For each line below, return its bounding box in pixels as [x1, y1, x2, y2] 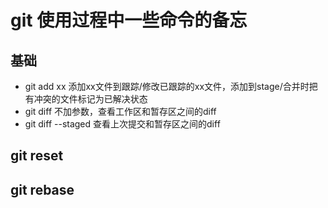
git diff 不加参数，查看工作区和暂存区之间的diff [24, 106, 217, 117]
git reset [10, 147, 64, 165]
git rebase [10, 181, 75, 198]
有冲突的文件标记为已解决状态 [24, 93, 148, 105]
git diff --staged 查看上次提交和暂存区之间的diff [24, 118, 221, 130]
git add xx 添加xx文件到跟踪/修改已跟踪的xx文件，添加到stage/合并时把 [24, 81, 318, 92]
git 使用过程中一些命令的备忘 [10, 9, 248, 32]
